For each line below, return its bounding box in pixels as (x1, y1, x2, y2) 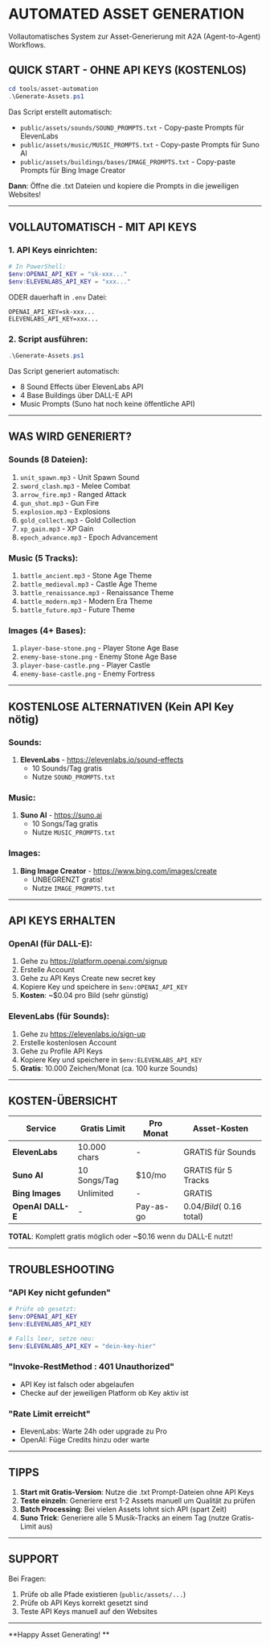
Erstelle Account (19, 965, 75, 975)
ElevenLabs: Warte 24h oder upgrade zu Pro (19, 1426, 167, 1436)
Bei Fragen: (8, 1574, 47, 1583)
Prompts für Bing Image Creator (19, 165, 126, 175)
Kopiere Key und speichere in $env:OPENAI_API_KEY (19, 982, 188, 991)
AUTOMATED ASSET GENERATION (8, 5, 245, 23)
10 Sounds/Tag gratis (31, 763, 103, 773)
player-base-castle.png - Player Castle (19, 660, 151, 670)
